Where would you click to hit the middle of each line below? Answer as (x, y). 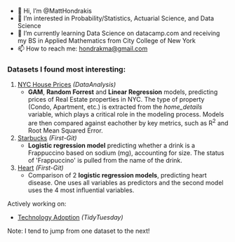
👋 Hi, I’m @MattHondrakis (55, 11)
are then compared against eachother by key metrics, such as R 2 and (128, 122)
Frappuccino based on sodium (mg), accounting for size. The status (126, 153)
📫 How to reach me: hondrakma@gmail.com (82, 48)
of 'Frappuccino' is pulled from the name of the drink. (105, 160)
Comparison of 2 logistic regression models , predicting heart (117, 175)
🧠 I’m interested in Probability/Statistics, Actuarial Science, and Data (116, 18)
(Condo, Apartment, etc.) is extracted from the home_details (115, 107)
